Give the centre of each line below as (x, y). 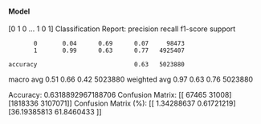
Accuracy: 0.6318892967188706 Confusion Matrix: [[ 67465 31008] (120, 95)
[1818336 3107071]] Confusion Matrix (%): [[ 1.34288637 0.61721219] (122, 103)
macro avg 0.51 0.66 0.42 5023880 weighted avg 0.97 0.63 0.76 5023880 (131, 79)
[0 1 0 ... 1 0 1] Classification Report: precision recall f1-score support (122, 29)
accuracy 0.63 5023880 (96, 65)
